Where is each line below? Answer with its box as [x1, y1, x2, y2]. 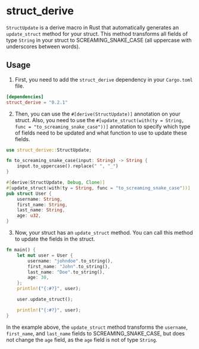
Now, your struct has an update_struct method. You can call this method [14, 229, 193, 236]
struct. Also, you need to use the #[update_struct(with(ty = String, [14, 116, 185, 123]
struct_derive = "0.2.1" [6, 99, 68, 105]
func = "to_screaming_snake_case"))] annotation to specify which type [14, 123, 191, 130]
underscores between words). [6, 43, 80, 50]
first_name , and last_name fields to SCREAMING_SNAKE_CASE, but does [6, 329, 185, 337]
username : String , [17, 196, 63, 202]
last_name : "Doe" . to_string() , [27, 269, 105, 275]
